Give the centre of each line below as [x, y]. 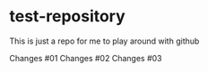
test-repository [67, 16]
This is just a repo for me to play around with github [104, 41]
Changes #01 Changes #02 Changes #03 [86, 58]
